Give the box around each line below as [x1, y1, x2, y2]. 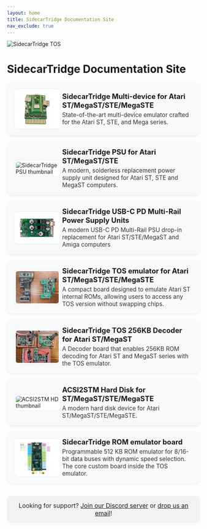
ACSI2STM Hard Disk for [61, 385, 146, 395]
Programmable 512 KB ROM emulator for [61, 448, 173, 456]
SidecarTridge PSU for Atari [61, 147, 157, 156]
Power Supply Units [61, 215, 130, 225]
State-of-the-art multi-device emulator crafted [61, 111, 189, 119]
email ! [94, 509, 113, 518]
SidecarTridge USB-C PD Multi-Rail [61, 207, 181, 216]
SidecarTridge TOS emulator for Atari [61, 266, 189, 276]
